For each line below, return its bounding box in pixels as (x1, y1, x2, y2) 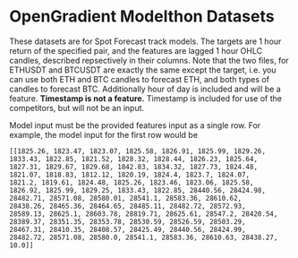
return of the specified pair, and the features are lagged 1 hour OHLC (9, 45, 262, 56)
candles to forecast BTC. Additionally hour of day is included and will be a (9, 83, 282, 94)
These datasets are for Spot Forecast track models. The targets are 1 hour (9, 36, 282, 47)
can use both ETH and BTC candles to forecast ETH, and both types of (9, 73, 270, 84)
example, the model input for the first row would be (9, 129, 199, 140)
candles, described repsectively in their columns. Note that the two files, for (9, 55, 289, 65)
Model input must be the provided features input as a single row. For (9, 119, 261, 131)
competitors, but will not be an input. (9, 102, 145, 113)
